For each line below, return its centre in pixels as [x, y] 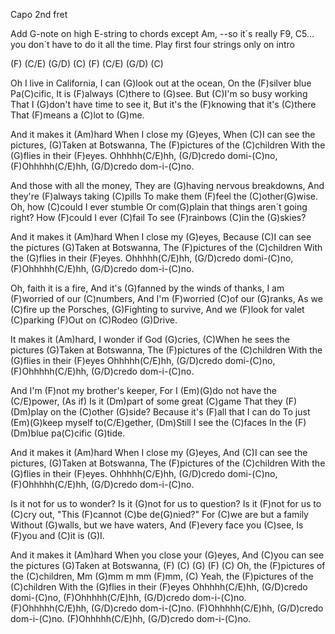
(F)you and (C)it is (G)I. [57, 535]
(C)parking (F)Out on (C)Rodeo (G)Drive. [94, 320]
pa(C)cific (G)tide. [88, 433]
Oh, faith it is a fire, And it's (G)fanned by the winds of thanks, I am [147, 288]
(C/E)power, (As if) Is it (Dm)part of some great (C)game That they [146, 401]
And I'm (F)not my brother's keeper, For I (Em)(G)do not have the [144, 390]
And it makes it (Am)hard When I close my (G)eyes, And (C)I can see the [159, 452]
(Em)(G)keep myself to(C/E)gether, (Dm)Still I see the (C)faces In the [151, 422]
